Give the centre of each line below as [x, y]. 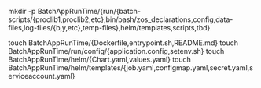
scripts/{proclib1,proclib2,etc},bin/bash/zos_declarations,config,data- [121, 19]
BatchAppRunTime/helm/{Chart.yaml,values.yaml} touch [99, 59]
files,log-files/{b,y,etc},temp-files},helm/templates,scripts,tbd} [109, 28]
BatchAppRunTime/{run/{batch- [89, 11]
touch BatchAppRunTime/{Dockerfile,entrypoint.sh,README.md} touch [123, 43]
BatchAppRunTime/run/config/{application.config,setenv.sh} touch [116, 51]
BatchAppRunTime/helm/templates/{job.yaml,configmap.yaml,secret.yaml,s [131, 68]
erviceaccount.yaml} [42, 76]
